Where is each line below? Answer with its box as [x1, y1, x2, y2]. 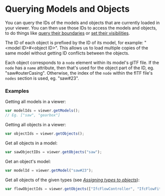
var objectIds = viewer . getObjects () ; [5, 131, 84, 136]
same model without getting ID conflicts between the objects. [5, 50, 130, 56]
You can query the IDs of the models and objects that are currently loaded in [5, 20, 160, 26]
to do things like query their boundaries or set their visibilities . [5, 30, 130, 36]
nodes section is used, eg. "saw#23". [5, 75, 80, 81]
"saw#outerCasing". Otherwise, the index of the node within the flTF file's [5, 70, 153, 76]
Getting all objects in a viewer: [5, 121, 66, 127]
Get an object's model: [5, 158, 51, 164]
